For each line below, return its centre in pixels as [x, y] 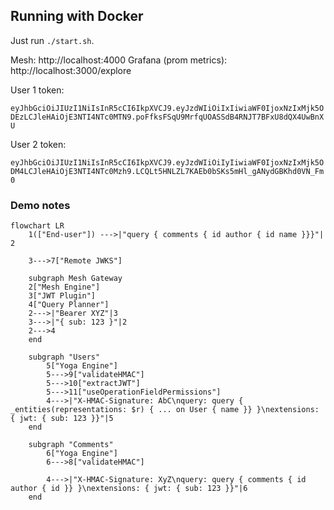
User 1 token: [37, 90]
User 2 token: [38, 144]
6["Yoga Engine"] [82, 454]
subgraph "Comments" [71, 445]
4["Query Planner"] [69, 305]
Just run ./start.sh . [52, 40]
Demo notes [40, 205]
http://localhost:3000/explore [71, 70]
